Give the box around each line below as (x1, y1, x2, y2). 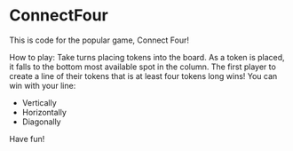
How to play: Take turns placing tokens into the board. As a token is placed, (9, 52, 286, 62)
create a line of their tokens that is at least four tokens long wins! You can (9, 70, 278, 81)
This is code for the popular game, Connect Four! (9, 35, 189, 45)
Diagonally (21, 116, 61, 127)
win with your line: (9, 80, 76, 91)
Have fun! (9, 133, 45, 144)
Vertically (21, 97, 58, 107)
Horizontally (21, 107, 67, 117)
